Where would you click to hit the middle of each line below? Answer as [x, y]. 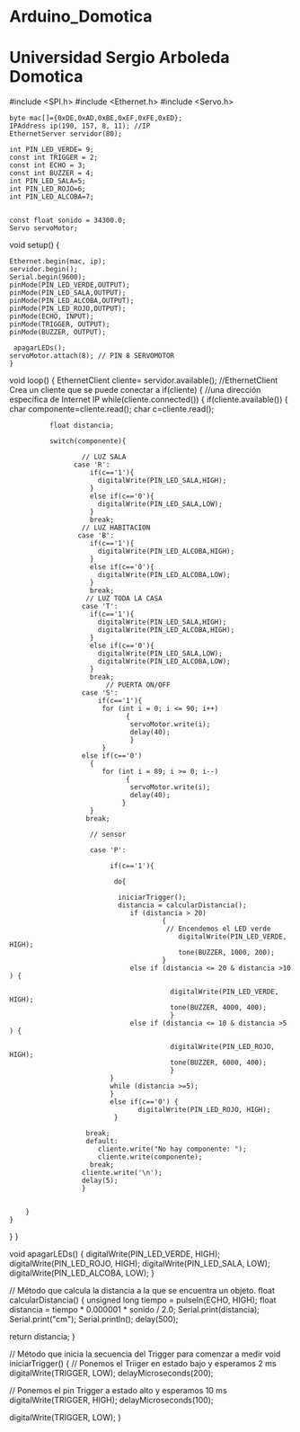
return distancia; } [43, 1337]
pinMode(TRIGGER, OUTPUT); [60, 325]
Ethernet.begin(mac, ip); [57, 262]
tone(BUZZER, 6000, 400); [219, 1063]
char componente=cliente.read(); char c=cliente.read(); [112, 409]
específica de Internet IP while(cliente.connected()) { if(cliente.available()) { [149, 400]
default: [102, 1142]
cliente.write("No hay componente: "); [172, 1149]
